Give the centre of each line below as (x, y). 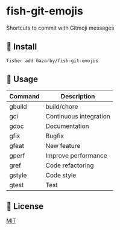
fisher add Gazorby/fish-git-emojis (52, 61)
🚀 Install (22, 47)
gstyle (18, 175)
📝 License (25, 206)
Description (78, 96)
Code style (61, 175)
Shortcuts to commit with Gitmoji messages (60, 28)
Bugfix (55, 136)
